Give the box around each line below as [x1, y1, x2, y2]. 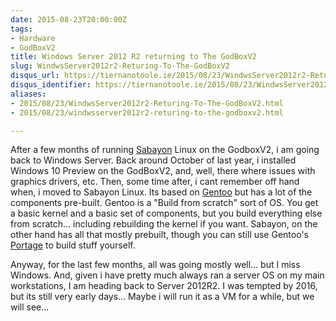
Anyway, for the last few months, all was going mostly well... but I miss [10, 259, 301, 271]
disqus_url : [10, 71, 60, 81]
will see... [10, 301, 50, 313]
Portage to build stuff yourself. [10, 239, 136, 251]
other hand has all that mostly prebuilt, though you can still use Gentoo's [10, 229, 309, 241]
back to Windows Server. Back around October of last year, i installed [10, 154, 297, 166]
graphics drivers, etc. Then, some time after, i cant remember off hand [10, 176, 300, 188]
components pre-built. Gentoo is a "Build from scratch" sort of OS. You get [10, 197, 319, 209]
